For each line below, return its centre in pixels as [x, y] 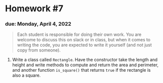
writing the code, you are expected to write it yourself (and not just [84, 45]
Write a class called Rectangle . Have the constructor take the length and [85, 60]
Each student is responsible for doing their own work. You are [79, 34]
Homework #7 [34, 9]
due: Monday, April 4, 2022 [38, 24]
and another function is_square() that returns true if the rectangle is [81, 70]
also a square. [26, 75]
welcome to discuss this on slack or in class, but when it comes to [84, 40]
